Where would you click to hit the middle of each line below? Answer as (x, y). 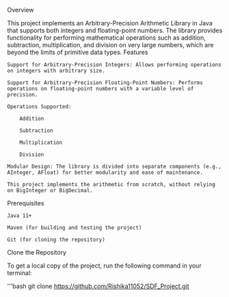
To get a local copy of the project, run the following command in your (104, 266)
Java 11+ (19, 216)
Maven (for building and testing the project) (75, 228)
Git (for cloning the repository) (56, 240)
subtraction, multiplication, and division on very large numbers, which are (110, 45)
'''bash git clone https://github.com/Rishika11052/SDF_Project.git (98, 286)
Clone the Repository (37, 252)
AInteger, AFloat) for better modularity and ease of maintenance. (105, 172)
